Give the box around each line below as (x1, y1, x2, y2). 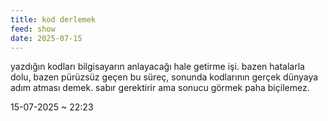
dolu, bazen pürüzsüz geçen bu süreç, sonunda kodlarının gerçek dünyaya (10, 71, 319, 83)
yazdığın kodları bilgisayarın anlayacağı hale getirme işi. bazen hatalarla (10, 61, 305, 73)
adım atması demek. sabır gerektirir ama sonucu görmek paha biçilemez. (10, 82, 310, 94)
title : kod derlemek (10, 14, 97, 25)
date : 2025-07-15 (10, 33, 83, 43)
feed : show (10, 24, 56, 34)
